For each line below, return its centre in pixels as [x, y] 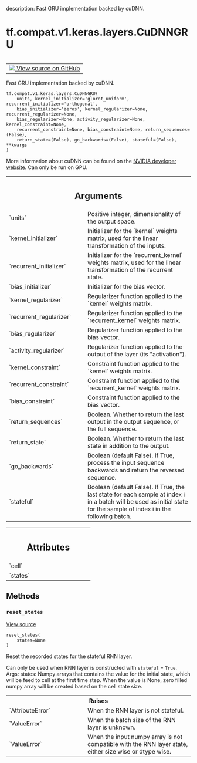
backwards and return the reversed [136, 470]
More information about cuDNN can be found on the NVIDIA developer [91, 161]
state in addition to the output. [129, 446]
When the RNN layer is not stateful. [136, 710]
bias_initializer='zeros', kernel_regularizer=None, [82, 109]
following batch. [110, 516]
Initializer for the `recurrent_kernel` [135, 255]
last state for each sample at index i [136, 494]
